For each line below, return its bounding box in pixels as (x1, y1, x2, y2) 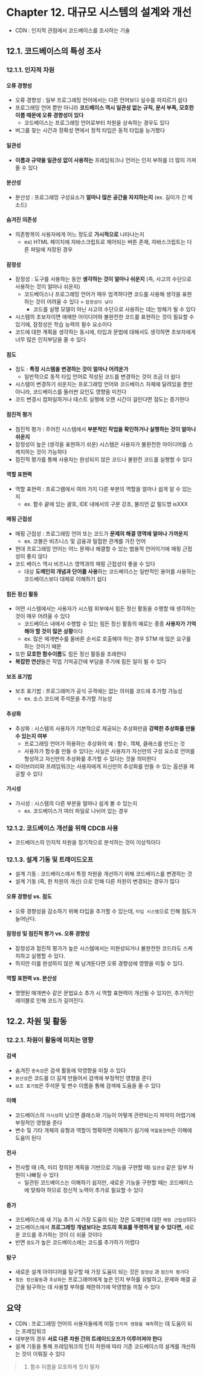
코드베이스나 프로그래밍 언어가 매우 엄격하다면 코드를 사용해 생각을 (24, 291, 181, 298)
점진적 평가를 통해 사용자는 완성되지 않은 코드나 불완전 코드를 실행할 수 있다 (14, 455, 193, 463)
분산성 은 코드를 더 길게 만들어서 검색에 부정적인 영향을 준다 (14, 1074, 152, 1081)
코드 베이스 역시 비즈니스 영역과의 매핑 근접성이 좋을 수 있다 (14, 561, 156, 568)
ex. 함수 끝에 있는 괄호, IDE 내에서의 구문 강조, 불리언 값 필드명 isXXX (24, 500, 188, 507)
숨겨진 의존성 (6, 216, 37, 223)
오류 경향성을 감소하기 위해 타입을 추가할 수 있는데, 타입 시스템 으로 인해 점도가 (14, 907, 196, 915)
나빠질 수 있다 (26, 1171, 59, 1179)
